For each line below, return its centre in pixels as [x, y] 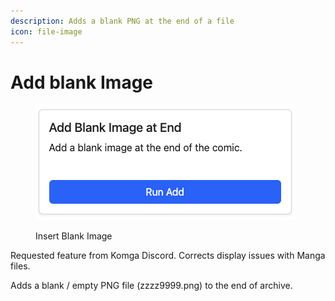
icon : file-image [46, 31]
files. [20, 266]
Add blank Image [82, 82]
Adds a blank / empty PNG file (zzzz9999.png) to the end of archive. [151, 286]
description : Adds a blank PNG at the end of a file [122, 21]
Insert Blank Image [74, 236]
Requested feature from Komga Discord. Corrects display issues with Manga [168, 256]
